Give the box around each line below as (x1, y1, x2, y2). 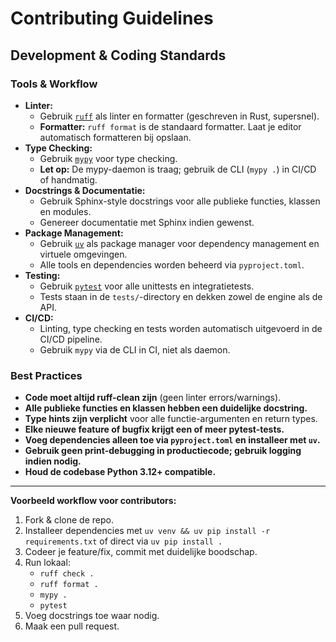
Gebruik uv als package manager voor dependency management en (39, 237, 320, 249)
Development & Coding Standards (10, 47, 227, 64)
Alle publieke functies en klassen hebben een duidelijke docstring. (24, 402, 308, 414)
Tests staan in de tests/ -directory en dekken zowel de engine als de (39, 290, 323, 302)
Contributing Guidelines (10, 7, 214, 30)
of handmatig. (39, 173, 98, 186)
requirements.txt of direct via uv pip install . (24, 535, 223, 547)
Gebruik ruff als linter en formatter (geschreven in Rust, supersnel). (39, 110, 320, 122)
